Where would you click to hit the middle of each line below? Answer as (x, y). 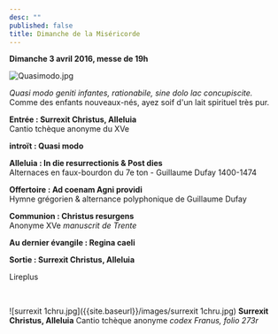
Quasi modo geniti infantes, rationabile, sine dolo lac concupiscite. (131, 93)
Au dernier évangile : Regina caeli (72, 243)
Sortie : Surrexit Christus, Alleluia (72, 260)
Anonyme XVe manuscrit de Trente (73, 225)
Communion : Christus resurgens (72, 216)
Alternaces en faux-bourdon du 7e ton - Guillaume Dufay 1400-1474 (133, 172)
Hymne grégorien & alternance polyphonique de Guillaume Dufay (128, 199)
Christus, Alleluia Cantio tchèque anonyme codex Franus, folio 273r (134, 321)
